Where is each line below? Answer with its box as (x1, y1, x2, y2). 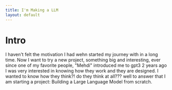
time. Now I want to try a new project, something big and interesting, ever (5, 57, 161, 63)
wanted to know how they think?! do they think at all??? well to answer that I (5, 73, 166, 80)
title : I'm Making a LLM (5, 7, 59, 13)
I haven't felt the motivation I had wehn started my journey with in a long (5, 51, 158, 58)
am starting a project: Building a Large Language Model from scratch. (5, 79, 152, 85)
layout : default (5, 12, 40, 17)
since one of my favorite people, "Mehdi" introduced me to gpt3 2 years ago (5, 62, 167, 68)
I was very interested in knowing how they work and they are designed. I (5, 68, 159, 74)
